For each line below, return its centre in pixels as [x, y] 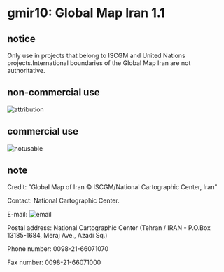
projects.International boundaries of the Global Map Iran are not [99, 63]
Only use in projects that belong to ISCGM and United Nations [96, 55]
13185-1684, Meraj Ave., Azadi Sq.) [57, 236]
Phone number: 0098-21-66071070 [58, 249]
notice [22, 39]
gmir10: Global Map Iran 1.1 [86, 13]
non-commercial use [54, 93]
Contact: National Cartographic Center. [64, 200]
